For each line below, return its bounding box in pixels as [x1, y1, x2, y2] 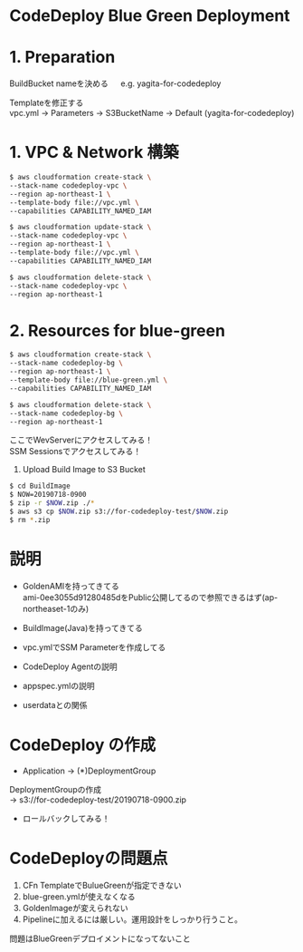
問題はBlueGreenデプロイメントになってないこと [9, 933, 192, 944]
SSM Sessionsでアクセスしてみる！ [9, 446, 142, 457]
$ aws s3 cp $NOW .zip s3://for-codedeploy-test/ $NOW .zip [9, 507, 229, 516]
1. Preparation [9, 47, 116, 68]
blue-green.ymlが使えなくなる [22, 890, 136, 902]
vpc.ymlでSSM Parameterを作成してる [22, 641, 166, 653]
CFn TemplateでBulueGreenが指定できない [22, 879, 183, 890]
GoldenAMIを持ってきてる [22, 580, 119, 591]
